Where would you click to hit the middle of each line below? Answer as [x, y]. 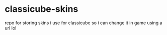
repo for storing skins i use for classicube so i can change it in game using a [83, 23]
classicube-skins [41, 9]
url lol [11, 28]
